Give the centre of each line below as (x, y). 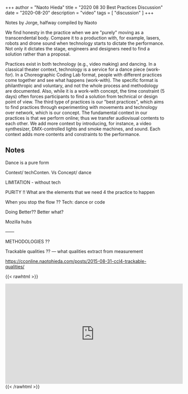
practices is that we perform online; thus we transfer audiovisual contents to (85, 118)
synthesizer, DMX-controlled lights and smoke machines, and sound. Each (83, 129)
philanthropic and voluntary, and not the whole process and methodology (82, 86)
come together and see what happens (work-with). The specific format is (82, 80)
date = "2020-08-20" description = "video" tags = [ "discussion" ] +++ (80, 13)
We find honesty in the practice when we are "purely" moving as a (74, 32)
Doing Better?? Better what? (34, 212)
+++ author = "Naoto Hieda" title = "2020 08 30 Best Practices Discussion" (84, 7)
